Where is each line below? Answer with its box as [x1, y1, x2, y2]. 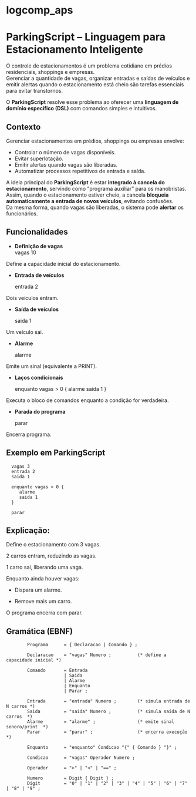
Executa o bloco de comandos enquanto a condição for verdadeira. [6, 397, 169, 404]
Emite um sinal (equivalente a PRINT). [6, 362, 97, 370]
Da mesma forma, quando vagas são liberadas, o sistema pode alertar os [6, 204, 184, 211]
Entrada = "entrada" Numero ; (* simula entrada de [27, 698, 191, 704]
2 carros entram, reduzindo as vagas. [6, 552, 97, 559]
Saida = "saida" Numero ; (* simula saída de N [27, 708, 191, 715]
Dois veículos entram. [6, 294, 59, 301]
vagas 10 [14, 249, 36, 256]
